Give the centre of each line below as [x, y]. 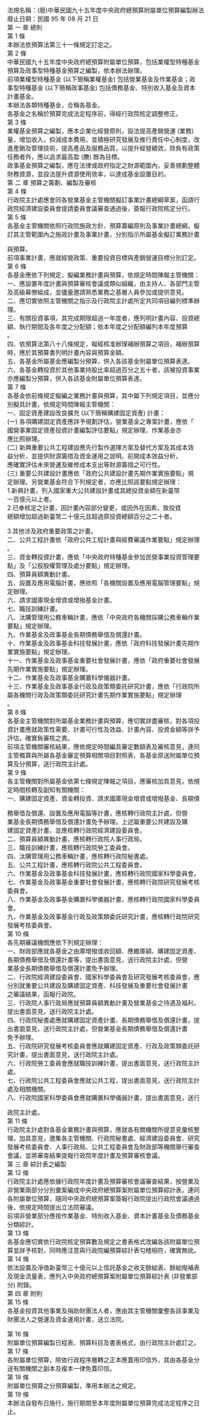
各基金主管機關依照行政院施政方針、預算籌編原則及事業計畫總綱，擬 [103, 226]
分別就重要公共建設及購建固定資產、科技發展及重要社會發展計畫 [97, 986]
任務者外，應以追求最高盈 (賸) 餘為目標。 [65, 157]
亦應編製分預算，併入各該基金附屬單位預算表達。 [76, 378]
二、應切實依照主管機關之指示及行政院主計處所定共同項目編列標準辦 [103, 301]
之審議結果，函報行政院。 [43, 994]
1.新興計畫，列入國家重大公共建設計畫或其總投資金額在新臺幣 [93, 491]
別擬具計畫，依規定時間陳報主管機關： [61, 404]
